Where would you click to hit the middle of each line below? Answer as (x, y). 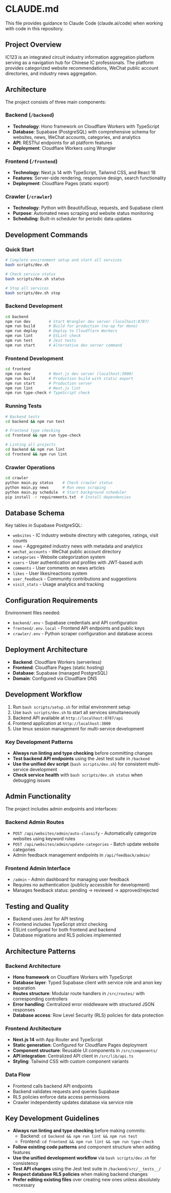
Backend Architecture (33, 966)
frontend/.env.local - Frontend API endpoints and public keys (79, 628)
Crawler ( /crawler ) (29, 197)
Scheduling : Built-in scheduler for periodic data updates (72, 219)
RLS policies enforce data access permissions (61, 1097)
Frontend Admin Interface (38, 868)
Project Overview (33, 45)
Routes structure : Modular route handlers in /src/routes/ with (79, 993)
